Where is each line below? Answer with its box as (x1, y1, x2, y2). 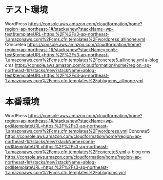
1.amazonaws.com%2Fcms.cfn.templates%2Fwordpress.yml (5, 128, 128, 134)
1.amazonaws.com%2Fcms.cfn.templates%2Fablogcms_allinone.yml (5, 77, 143, 83)
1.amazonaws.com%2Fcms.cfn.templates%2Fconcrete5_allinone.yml (5, 57, 144, 63)
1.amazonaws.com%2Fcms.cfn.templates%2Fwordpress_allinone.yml (5, 36, 145, 42)
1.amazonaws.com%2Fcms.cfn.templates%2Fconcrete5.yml (5, 149, 127, 155)
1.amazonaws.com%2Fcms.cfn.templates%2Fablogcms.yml (5, 169, 126, 175)
